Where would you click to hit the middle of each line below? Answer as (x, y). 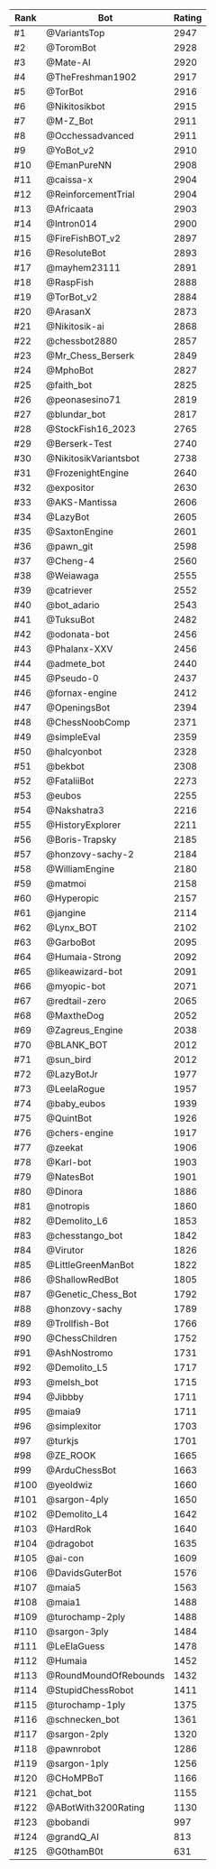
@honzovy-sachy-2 (90, 854)
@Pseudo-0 (72, 678)
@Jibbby (65, 1397)
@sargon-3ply (78, 1631)
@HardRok (69, 1529)
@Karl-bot (69, 1162)
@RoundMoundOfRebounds (105, 1675)
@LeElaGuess (76, 1646)
